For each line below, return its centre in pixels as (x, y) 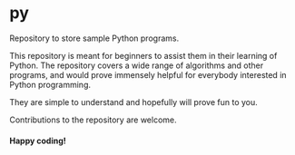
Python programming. (50, 84)
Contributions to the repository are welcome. (93, 120)
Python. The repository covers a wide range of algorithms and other (137, 65)
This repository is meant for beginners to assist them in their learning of (143, 55)
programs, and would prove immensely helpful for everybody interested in (148, 74)
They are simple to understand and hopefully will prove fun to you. (134, 102)
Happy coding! (38, 140)
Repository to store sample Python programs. (94, 38)
